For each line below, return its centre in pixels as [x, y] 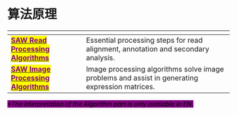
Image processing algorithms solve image [155, 69]
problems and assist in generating [142, 78]
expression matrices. [120, 86]
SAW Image [31, 69]
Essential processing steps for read [144, 40]
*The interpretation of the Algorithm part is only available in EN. [101, 104]
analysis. [100, 57]
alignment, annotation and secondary [147, 48]
